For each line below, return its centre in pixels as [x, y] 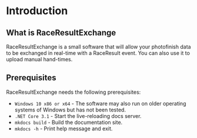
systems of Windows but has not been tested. [70, 110]
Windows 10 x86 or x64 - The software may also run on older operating [100, 103]
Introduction [37, 11]
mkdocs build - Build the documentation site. [69, 122]
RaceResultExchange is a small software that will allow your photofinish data [98, 47]
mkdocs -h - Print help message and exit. [64, 129]
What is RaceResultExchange [61, 33]
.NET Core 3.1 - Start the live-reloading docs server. [78, 116]
